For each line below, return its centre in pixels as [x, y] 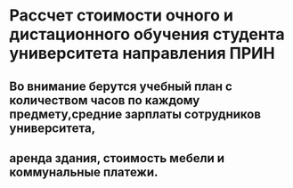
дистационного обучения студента [147, 34]
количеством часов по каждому [105, 100]
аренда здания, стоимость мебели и [117, 158]
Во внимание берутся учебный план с [121, 86]
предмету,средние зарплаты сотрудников [135, 114]
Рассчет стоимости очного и [122, 16]
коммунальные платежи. [84, 172]
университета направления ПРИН [142, 53]
